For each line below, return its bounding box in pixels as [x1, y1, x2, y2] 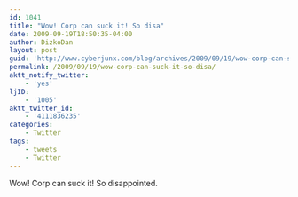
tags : [9, 137, 29, 146]
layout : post [9, 46, 58, 55]
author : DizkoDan [9, 37, 74, 47]
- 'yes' [25, 79, 53, 88]
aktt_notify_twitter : [9, 71, 90, 80]
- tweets [25, 145, 58, 154]
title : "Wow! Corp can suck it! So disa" [9, 21, 165, 30]
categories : [9, 121, 53, 130]
